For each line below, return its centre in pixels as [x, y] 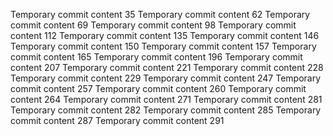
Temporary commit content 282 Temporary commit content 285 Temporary [166, 110]
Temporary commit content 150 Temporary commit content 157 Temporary [163, 46]
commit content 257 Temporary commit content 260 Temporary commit [158, 88]
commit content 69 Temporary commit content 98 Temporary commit [153, 25]
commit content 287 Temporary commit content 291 [117, 120]
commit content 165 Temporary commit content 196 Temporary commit [156, 57]
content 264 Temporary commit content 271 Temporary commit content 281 [166, 99]
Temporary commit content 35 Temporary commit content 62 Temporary [160, 14]
